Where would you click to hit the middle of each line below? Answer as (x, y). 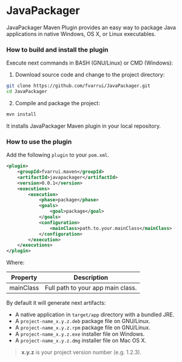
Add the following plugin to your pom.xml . (58, 155)
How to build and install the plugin (57, 49)
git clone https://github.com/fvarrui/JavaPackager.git (78, 86)
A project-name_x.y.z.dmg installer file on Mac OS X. (81, 341)
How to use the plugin (39, 142)
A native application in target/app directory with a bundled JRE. (95, 315)
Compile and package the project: (57, 103)
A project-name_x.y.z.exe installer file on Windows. (80, 334)
